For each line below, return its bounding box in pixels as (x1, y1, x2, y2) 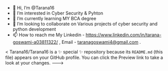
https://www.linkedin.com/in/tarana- (85, 32, 161, 38)
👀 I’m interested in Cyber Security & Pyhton (12, 10, 104, 16)
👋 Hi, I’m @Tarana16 (12, 5, 55, 11)
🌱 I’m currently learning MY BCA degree (12, 16, 96, 21)
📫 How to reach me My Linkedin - (12, 32, 85, 38)
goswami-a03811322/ (12, 39, 58, 45)
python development (12, 26, 56, 32)
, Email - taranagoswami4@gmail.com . (59, 39, 141, 45)
